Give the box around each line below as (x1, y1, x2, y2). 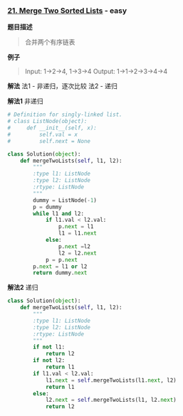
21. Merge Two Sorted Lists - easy (7, 6, 127, 16)
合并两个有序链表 (24, 38, 75, 46)
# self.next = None (7, 137, 91, 144)
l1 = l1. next (58, 230, 98, 237)
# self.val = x (7, 131, 78, 138)
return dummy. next (33, 270, 88, 277)
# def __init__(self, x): (7, 124, 98, 132)
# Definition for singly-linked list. (7, 111, 122, 119)
